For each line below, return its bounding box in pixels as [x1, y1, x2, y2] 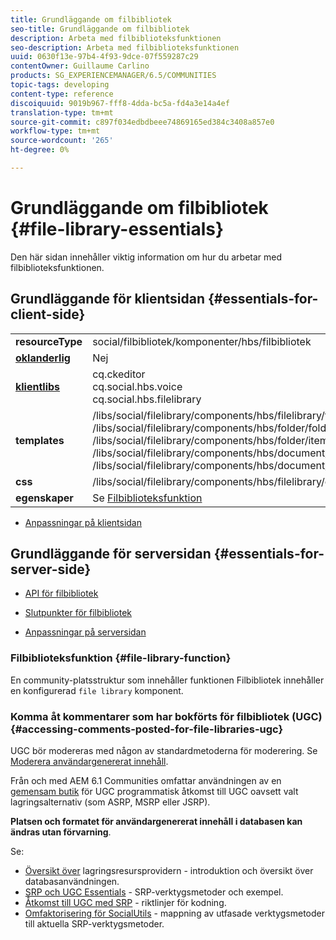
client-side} [10, 306, 86, 323]
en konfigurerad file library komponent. [10, 684, 184, 696]
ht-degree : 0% [10, 145, 70, 155]
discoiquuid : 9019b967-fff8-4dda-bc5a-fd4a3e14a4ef [10, 98, 230, 108]
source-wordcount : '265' [10, 136, 114, 146]
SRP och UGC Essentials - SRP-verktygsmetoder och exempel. [24, 886, 284, 898]
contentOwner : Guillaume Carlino [10, 61, 150, 71]
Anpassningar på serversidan [24, 626, 147, 638]
